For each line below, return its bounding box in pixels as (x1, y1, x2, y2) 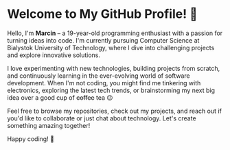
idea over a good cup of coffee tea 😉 (7, 93, 113, 102)
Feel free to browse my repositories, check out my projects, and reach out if (7, 107, 222, 115)
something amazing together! (7, 121, 91, 129)
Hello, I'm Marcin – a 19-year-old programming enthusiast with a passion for (7, 29, 223, 37)
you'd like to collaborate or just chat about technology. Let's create (7, 114, 197, 122)
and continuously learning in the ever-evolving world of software (7, 72, 190, 80)
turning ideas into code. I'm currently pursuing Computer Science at (7, 36, 200, 44)
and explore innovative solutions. (7, 51, 101, 59)
